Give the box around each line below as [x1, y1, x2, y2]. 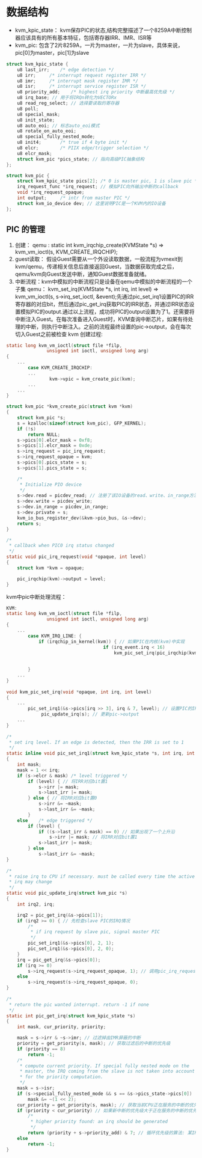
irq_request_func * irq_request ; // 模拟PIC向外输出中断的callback [17, 184, 179, 190]
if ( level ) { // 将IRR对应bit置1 [28, 778, 108, 785]
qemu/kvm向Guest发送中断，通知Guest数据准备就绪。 [14, 270, 150, 277]
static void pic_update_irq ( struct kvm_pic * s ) [6, 890, 128, 896]
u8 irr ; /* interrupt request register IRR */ [17, 72, 147, 78]
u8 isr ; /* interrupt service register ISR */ [17, 84, 147, 90]
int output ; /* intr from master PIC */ [17, 195, 130, 201]
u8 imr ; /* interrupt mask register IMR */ [17, 78, 138, 84]
